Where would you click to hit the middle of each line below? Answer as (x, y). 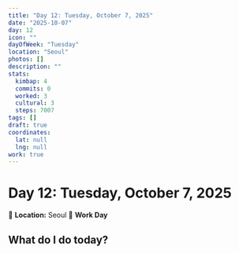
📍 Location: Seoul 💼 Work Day (58, 215)
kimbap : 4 (31, 81)
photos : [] (26, 60)
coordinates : (30, 132)
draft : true (28, 125)
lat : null (31, 140)
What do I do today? (58, 239)
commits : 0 (33, 88)
